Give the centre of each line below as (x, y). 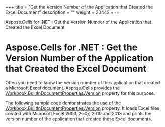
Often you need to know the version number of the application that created (83, 82)
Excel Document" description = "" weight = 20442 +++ (62, 12)
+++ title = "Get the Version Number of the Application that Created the (79, 7)
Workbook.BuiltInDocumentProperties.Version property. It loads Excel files (82, 108)
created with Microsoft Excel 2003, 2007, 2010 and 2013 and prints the (78, 113)
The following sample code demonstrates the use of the (63, 103)
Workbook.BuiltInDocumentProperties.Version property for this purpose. (80, 93)
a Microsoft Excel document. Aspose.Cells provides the (62, 88)
